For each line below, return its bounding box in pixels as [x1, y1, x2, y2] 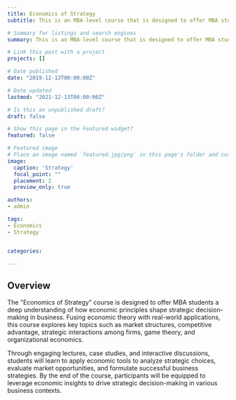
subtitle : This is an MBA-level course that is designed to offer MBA [7, 17, 218, 24]
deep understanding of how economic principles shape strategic [7, 306, 195, 314]
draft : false [7, 113, 46, 120]
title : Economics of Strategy [7, 10, 96, 18]
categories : [7, 247, 42, 255]
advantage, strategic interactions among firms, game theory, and [7, 328, 195, 337]
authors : [7, 196, 33, 204]
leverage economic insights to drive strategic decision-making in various [7, 379, 218, 387]
